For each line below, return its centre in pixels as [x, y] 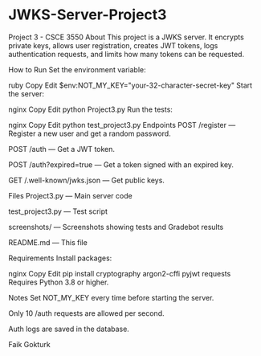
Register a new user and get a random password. [90, 133]
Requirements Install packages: [60, 258]
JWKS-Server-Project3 [88, 15]
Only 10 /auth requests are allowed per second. [86, 313]
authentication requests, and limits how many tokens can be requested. [126, 54]
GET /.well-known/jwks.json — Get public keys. [86, 180]
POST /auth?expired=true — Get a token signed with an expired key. [121, 164]
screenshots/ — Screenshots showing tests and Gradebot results [116, 227]
